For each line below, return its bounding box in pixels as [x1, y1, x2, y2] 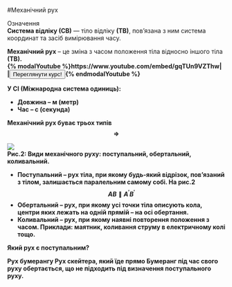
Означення [7, 19, 40, 27]
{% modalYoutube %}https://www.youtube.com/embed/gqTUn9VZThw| [7, 62, 222, 70]
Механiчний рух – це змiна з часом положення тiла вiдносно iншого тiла [7, 48, 223, 55]
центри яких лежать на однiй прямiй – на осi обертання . [17, 207, 189, 216]
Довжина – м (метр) [17, 98, 79, 106]
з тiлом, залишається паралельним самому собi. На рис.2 [17, 178, 196, 186]
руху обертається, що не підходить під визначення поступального [7, 264, 211, 272]
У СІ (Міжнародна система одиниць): [7, 84, 121, 93]
